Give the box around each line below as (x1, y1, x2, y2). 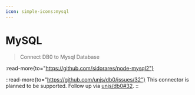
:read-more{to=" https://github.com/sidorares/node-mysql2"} (5, 65, 154, 72)
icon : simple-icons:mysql (5, 8, 69, 15)
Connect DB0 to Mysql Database (19, 53, 100, 60)
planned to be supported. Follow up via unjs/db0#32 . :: (5, 82, 139, 89)
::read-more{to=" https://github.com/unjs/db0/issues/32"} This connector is (5, 76, 189, 83)
